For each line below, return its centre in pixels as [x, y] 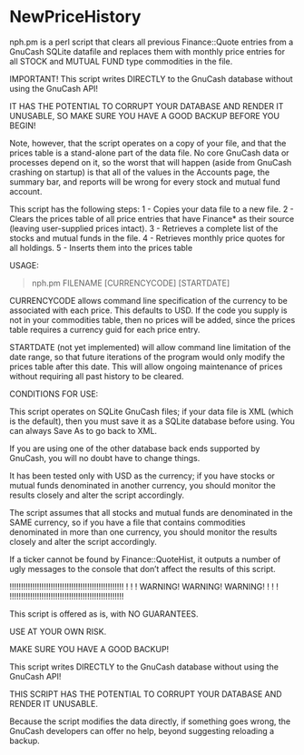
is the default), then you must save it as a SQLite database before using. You [152, 421]
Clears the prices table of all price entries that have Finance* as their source [152, 218]
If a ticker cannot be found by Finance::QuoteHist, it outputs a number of [145, 559]
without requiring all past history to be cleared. [97, 376]
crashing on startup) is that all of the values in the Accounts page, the [140, 172]
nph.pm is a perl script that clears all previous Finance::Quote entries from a [152, 42]
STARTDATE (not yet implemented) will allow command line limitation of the [150, 347]
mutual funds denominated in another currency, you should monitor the [142, 485]
